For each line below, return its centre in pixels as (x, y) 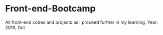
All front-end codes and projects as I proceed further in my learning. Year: (82, 22)
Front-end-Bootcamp (51, 9)
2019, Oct (15, 27)
